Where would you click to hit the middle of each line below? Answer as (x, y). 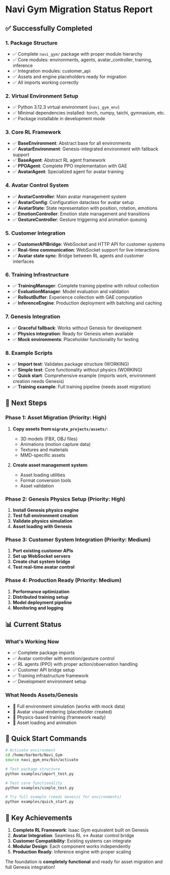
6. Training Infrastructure (37, 275)
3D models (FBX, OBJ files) (49, 439)
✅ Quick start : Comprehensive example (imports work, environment (84, 375)
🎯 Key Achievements (39, 817)
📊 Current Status (33, 624)
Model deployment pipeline (42, 602)
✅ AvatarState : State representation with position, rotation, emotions (85, 208)
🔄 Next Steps (26, 403)
